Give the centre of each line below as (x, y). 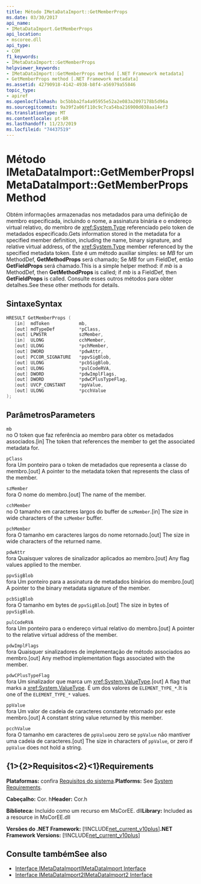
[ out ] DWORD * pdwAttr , (59, 352)
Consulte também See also (57, 854)
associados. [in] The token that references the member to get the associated (100, 441)
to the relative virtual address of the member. (62, 634)
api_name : (19, 23)
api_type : (19, 46)
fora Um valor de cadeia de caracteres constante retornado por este (91, 711)
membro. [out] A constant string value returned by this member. (85, 718)
